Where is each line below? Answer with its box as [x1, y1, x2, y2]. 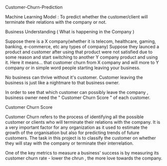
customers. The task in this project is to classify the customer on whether [5, 135, 156, 141]
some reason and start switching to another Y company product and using [5, 54, 158, 60]
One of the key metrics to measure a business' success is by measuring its [5, 150, 159, 156]
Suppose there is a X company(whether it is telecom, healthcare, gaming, [5, 38, 156, 44]
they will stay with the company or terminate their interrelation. [5, 140, 134, 146]
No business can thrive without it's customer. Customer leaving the [5, 75, 143, 80]
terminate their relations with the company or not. [5, 19, 107, 25]
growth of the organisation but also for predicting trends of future [5, 130, 140, 136]
